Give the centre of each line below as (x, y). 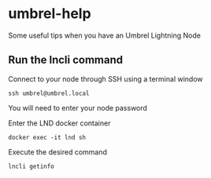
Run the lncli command (66, 60)
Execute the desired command (58, 152)
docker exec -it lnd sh (47, 137)
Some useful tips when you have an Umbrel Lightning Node (104, 35)
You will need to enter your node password (78, 107)
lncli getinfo (31, 166)
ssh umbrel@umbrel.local (49, 93)
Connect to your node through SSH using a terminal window (105, 78)
